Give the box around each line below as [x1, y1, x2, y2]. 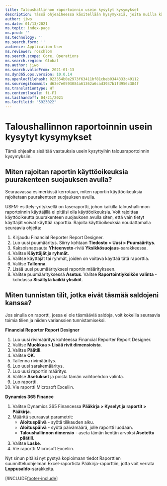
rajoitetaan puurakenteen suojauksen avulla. [5, 194, 96, 200]
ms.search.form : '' [5, 40, 46, 45]
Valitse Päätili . [12, 347, 42, 353]
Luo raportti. [12, 379, 38, 385]
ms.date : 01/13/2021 [5, 21, 48, 26]
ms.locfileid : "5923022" [5, 100, 57, 105]
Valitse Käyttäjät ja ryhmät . [12, 250, 70, 256]
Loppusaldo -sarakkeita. [5, 466, 55, 472]
